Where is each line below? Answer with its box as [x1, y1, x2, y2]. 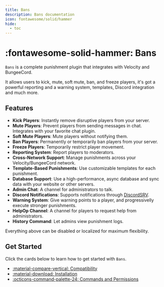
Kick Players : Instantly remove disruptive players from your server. [12, 117, 151, 123]
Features [5, 104, 33, 112]
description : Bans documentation [5, 12, 75, 17]
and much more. [5, 89, 39, 95]
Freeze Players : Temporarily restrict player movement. [12, 143, 125, 150]
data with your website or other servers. [12, 181, 95, 187]
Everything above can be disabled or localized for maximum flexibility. [5, 228, 149, 234]
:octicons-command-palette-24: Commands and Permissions [12, 276, 139, 282]
